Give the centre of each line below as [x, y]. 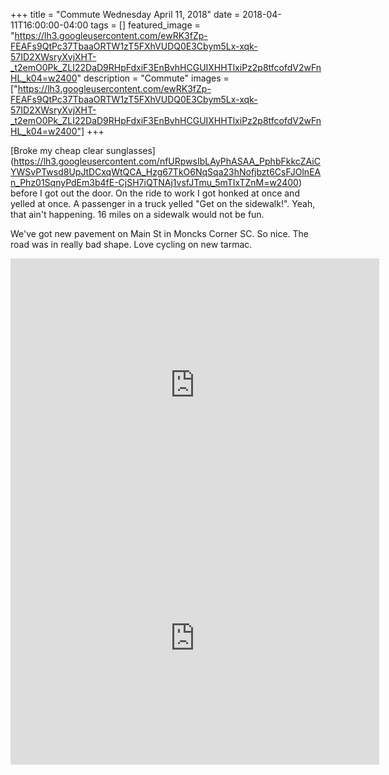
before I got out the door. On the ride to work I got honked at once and [155, 193]
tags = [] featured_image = [145, 25]
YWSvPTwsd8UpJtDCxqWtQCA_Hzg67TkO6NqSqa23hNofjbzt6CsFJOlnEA [166, 172]
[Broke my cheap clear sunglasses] [83, 150]
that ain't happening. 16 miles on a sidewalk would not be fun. [137, 214]
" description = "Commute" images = [153, 78]
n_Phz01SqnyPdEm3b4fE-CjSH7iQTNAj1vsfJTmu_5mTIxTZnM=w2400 [154, 182]
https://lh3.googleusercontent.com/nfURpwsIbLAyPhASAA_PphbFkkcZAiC [167, 161]
